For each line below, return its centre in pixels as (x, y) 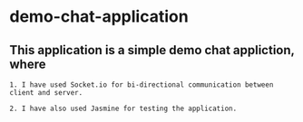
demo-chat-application (99, 17)
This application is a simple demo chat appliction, (152, 50)
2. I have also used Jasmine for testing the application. (123, 108)
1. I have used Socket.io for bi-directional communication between (142, 85)
